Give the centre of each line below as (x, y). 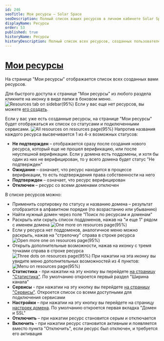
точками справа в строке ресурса (48, 251)
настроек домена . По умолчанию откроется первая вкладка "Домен (84, 307)
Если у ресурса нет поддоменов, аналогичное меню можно (75, 230)
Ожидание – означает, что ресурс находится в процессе (72, 169)
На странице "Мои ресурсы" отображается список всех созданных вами (82, 79)
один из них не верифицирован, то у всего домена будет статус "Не (83, 159)
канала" (20, 281)
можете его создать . (27, 109)
